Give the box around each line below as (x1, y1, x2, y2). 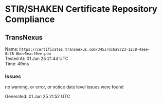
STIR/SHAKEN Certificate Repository (5, 3, 158, 15)
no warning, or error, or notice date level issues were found (5, 84, 124, 90)
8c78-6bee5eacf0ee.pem (5, 51, 51, 56)
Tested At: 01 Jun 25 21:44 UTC (5, 56, 69, 62)
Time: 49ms (5, 61, 29, 66)
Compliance (5, 14, 55, 25)
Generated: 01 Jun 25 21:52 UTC (5, 94, 71, 100)
